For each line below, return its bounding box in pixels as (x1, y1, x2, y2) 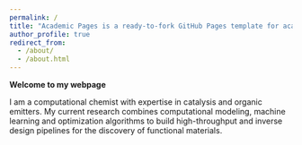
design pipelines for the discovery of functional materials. (9, 125, 223, 135)
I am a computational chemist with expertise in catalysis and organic (9, 97, 262, 107)
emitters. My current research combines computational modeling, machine (9, 107, 286, 116)
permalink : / (9, 13, 58, 22)
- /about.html (17, 55, 70, 64)
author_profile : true (9, 30, 91, 38)
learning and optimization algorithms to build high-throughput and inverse (9, 115, 283, 126)
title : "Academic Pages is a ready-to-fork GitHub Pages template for (9, 21, 280, 30)
